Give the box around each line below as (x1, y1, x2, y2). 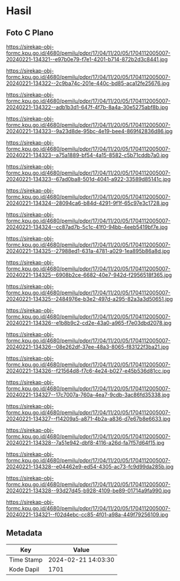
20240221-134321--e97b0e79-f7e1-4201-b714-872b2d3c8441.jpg (6, 56, 168, 63)
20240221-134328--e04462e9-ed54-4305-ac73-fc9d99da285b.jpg (6, 463, 174, 470)
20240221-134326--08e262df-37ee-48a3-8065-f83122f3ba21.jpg (6, 343, 169, 350)
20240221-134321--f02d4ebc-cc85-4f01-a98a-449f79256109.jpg (6, 511, 168, 518)
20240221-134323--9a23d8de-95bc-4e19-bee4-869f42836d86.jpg (6, 128, 173, 134)
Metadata (6, 528, 42, 538)
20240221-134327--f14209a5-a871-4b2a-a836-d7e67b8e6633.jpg (6, 415, 171, 422)
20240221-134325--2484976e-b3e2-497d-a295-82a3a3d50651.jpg (6, 296, 173, 302)
